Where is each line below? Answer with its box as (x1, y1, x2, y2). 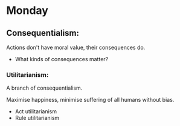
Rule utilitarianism (14, 114, 60, 122)
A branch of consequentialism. (6, 84, 83, 91)
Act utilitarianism (14, 108, 57, 115)
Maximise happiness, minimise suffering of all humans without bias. (6, 96, 175, 104)
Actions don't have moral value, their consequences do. (6, 44, 146, 51)
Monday (6, 4, 48, 18)
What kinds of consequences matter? (14, 56, 109, 62)
